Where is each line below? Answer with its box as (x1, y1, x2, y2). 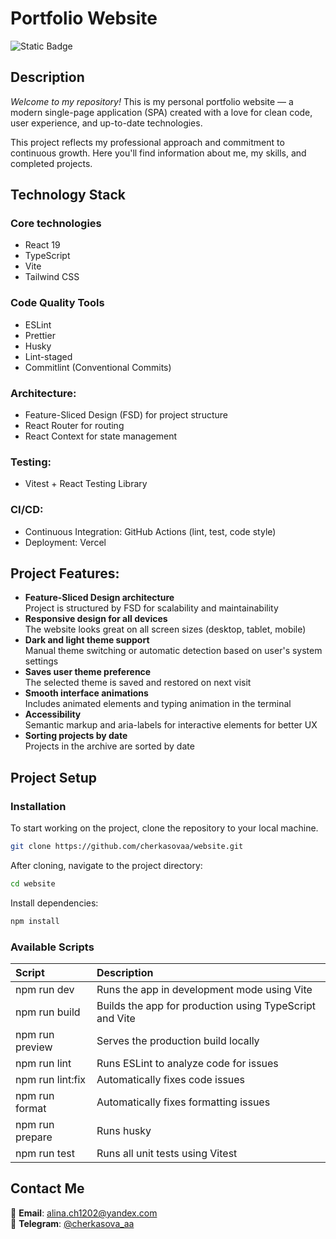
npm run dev (15, 983, 75, 997)
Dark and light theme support (24, 634, 150, 646)
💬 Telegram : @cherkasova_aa (10, 1217, 135, 1229)
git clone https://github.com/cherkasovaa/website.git (10, 842, 244, 852)
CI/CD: (10, 503, 44, 517)
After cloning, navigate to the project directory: (10, 860, 203, 871)
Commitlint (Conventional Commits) (24, 361, 172, 373)
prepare (15, 1130, 53, 1144)
